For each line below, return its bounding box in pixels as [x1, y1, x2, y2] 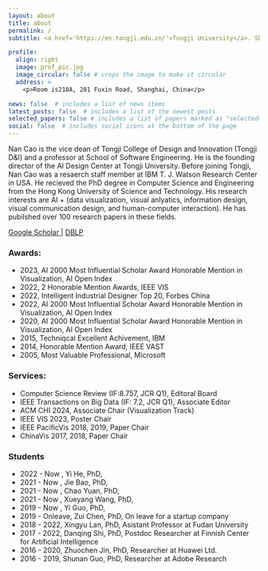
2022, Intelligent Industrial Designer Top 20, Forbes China [19, 291, 211, 300]
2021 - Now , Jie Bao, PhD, [19, 477, 108, 487]
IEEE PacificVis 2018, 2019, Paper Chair [19, 422, 149, 432]
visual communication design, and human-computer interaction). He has [8, 204, 246, 212]
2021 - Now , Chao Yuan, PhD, [19, 486, 120, 495]
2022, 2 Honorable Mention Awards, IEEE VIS [19, 283, 169, 292]
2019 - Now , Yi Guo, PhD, [19, 502, 106, 512]
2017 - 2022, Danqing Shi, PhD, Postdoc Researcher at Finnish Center [19, 528, 250, 537]
